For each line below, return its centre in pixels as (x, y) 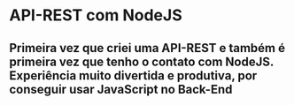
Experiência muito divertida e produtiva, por (133, 75)
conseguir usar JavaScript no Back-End (121, 89)
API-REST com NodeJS (96, 15)
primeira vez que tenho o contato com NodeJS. (142, 61)
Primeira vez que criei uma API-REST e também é (147, 48)
